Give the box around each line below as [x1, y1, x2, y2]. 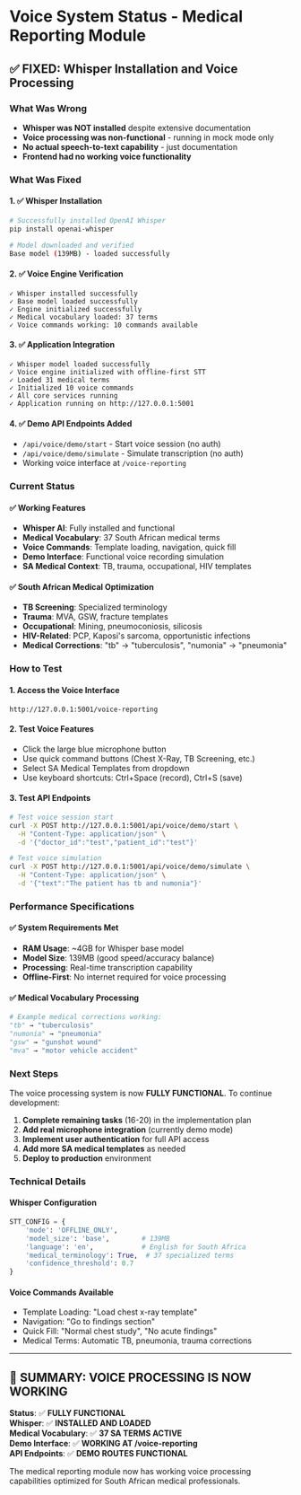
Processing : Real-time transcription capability [21, 963, 193, 973]
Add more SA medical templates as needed [21, 1143, 186, 1154]
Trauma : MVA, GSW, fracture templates [21, 611, 168, 622]
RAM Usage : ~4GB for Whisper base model [21, 943, 185, 954]
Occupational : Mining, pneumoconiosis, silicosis [21, 621, 203, 632]
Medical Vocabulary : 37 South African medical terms [21, 532, 221, 543]
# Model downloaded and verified [9, 241, 134, 250]
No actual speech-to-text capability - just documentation [21, 141, 238, 152]
